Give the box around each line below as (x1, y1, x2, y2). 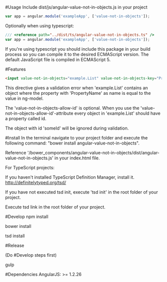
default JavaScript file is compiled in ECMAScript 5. (5, 57, 111, 63)
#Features (5, 66, 26, 72)
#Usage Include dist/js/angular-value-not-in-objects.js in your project (5, 4, 148, 10)
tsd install (5, 233, 25, 239)
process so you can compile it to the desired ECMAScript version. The (5, 51, 149, 57)
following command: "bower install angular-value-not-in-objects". (5, 140, 140, 146)
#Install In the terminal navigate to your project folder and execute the (5, 135, 148, 141)
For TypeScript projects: (5, 164, 55, 170)
